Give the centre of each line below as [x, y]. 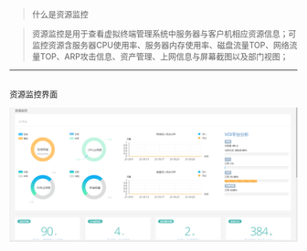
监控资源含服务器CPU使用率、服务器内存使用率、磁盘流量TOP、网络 [160, 45]
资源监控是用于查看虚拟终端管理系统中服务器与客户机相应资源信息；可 [164, 34]
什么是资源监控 [60, 14]
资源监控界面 [33, 94]
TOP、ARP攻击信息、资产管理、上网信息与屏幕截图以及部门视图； [164, 57]
